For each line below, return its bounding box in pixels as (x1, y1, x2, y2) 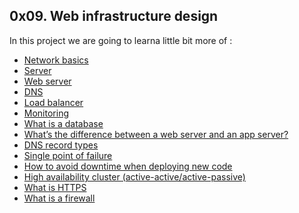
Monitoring (23, 107, 69, 119)
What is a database (23, 117, 104, 129)
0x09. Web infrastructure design (9, 8, 219, 25)
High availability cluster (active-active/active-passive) (23, 170, 246, 183)
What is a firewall (23, 192, 96, 204)
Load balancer (23, 96, 84, 108)
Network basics (23, 54, 89, 66)
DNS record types (23, 139, 99, 151)
